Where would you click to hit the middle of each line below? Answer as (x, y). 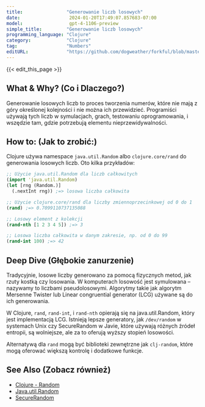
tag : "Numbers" (49, 46)
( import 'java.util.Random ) (42, 180)
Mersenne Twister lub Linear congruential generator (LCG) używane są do (100, 295)
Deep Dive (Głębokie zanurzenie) (70, 260)
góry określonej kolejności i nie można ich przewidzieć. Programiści (92, 109)
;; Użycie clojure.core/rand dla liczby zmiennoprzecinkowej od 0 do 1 (99, 202)
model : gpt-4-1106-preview (63, 23)
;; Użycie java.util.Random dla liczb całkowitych (72, 174)
